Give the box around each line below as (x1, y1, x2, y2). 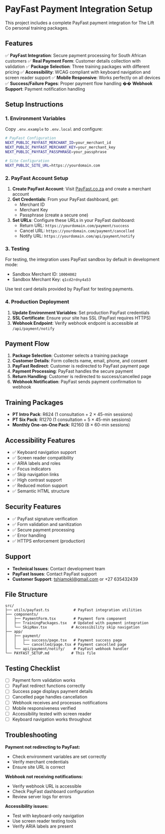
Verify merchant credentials (12, 759, 69, 764)
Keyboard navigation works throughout (12, 716, 92, 722)
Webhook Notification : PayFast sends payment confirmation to (12, 379, 142, 385)
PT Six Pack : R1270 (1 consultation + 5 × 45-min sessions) (12, 417, 131, 422)
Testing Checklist (5, 664, 60, 672)
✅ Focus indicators (12, 466, 51, 472)
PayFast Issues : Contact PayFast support (12, 571, 97, 577)
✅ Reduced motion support (12, 483, 68, 488)
